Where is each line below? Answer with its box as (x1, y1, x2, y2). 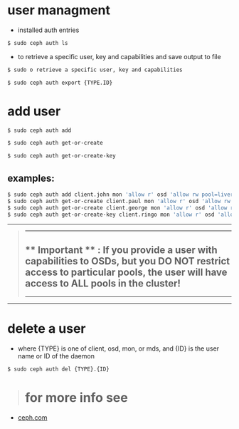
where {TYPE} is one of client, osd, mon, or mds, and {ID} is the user (17, 344, 219, 353)
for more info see (24, 390, 128, 406)
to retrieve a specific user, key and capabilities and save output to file (17, 52, 222, 61)
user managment (7, 2, 110, 19)
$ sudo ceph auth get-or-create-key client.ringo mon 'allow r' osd (7, 211, 215, 218)
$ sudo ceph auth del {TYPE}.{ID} (7, 366, 110, 373)
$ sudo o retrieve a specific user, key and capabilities (7, 66, 183, 73)
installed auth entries (17, 26, 80, 34)
